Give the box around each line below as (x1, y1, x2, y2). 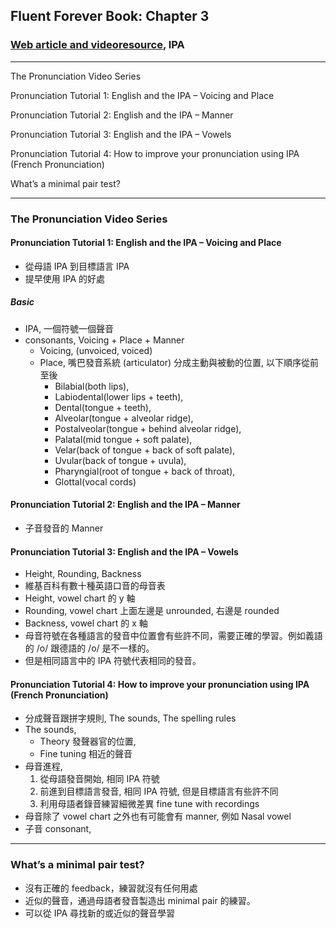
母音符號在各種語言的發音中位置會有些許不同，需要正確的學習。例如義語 (24, 630, 323, 642)
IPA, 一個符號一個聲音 (24, 322, 115, 334)
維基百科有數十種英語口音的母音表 (24, 580, 166, 592)
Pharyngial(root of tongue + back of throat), (54, 465, 236, 477)
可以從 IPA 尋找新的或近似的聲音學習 (24, 907, 175, 919)
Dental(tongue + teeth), (54, 401, 152, 413)
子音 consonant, (24, 823, 92, 835)
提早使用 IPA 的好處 (24, 272, 105, 284)
